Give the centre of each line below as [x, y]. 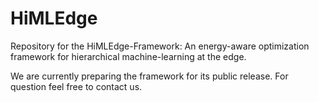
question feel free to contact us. [76, 86]
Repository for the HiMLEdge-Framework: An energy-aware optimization [160, 46]
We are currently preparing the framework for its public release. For [149, 76]
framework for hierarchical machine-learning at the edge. [128, 56]
